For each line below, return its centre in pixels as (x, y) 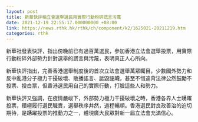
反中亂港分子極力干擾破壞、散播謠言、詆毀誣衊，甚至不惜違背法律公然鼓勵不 (99, 78)
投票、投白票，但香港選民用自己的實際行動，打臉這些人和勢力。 (83, 85)
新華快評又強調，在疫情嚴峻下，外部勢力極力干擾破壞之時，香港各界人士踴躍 (99, 98)
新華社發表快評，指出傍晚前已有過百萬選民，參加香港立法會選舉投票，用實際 (99, 51)
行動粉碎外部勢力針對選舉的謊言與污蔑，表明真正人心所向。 (78, 58)
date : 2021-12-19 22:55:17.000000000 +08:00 (62, 22)
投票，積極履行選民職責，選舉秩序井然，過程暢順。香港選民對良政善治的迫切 (99, 105)
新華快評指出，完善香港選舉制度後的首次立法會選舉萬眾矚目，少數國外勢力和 (99, 71)
